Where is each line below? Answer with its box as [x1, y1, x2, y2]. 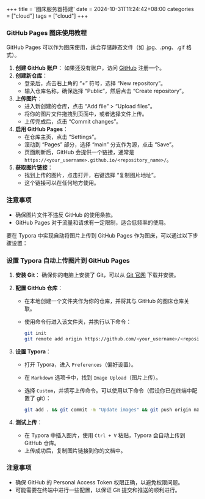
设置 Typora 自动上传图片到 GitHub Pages [6, 256, 130, 265]
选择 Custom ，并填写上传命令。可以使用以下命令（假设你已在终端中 [24, 386, 192, 394]
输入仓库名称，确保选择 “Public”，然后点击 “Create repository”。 [24, 88, 187, 95]
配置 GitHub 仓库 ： [15, 284, 63, 291]
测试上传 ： [15, 418, 43, 426]
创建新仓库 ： [15, 72, 48, 80]
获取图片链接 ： [15, 164, 53, 171]
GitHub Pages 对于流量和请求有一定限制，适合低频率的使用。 [15, 219, 170, 226]
